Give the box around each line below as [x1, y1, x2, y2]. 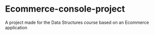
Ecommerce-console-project [5, 3, 125, 15]
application [5, 24, 28, 30]
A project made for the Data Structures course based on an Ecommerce [5, 19, 150, 25]
